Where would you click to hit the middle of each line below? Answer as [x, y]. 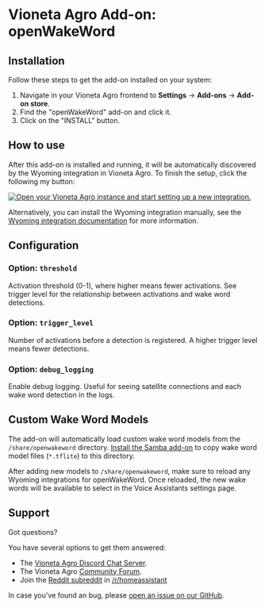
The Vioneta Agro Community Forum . [81, 571]
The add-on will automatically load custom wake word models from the [124, 439]
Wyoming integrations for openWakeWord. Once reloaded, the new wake [127, 479]
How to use [36, 146]
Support [29, 513]
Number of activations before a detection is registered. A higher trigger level [133, 340]
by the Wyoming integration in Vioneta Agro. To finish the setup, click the [128, 173]
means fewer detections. [49, 348]
